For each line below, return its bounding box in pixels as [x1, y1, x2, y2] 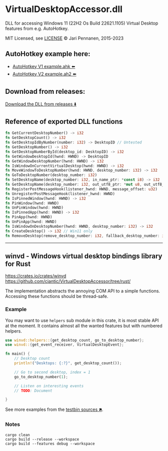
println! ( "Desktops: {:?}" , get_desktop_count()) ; [14, 361, 122, 366]
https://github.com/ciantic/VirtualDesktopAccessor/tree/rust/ [5, 278, 131, 284]
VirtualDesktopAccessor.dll [5, 4, 122, 15]
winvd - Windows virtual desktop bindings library [5, 252, 162, 260]
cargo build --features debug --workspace [5, 441, 95, 446]
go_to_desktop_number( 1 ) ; [14, 374, 68, 379]
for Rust [5, 259, 31, 268]
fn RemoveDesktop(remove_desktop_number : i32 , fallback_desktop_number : [5, 233, 160, 238]
